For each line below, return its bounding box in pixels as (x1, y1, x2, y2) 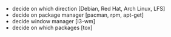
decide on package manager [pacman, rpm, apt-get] (12, 11, 144, 18)
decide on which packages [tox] (12, 24, 93, 31)
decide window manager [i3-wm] (12, 18, 96, 24)
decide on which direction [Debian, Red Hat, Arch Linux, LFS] (12, 5, 166, 12)
